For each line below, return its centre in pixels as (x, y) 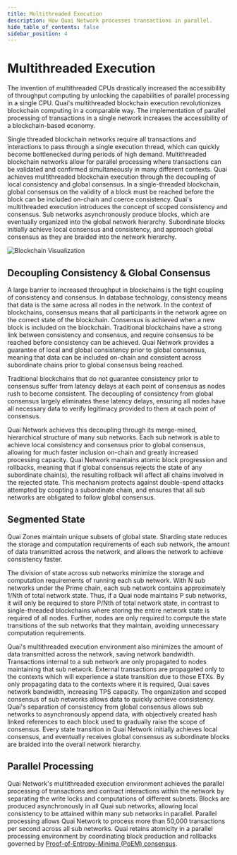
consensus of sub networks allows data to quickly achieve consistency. (111, 699)
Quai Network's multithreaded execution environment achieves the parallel (116, 783)
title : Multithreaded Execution (55, 14)
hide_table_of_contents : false (53, 27)
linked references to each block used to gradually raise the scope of (107, 721)
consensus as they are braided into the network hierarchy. (92, 237)
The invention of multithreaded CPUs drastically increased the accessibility (116, 88)
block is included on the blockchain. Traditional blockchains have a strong (115, 327)
